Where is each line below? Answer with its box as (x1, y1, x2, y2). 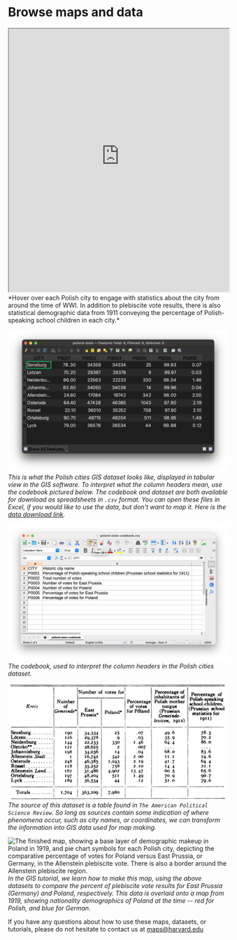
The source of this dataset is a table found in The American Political (8, 801, 208, 810)
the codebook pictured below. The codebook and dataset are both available (8, 488, 228, 496)
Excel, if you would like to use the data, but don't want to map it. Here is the (8, 502, 227, 511)
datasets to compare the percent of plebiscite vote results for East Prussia (8, 882, 223, 890)
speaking (8, 316, 35, 324)
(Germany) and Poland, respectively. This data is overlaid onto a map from (8, 889, 224, 898)
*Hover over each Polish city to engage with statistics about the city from (8, 293, 220, 302)
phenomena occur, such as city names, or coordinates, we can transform (8, 816, 221, 824)
